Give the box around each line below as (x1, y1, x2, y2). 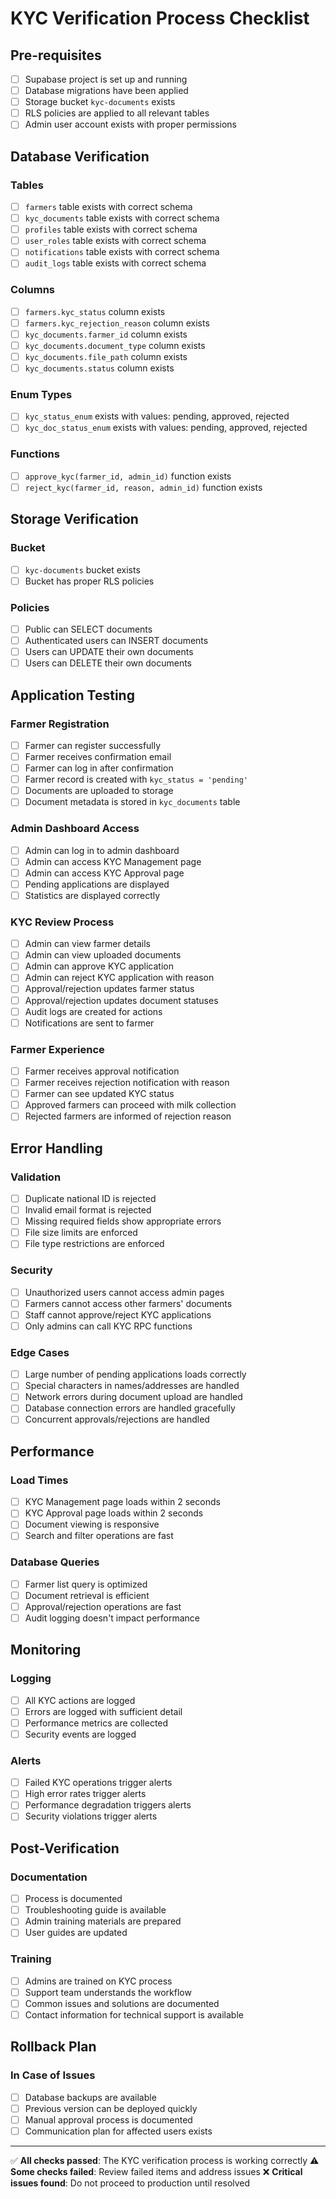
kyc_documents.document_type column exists (24, 339, 206, 351)
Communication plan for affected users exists (24, 2125, 213, 2137)
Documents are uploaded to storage (24, 785, 174, 797)
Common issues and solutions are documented (24, 1997, 220, 2009)
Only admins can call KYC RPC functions (24, 1320, 193, 1332)
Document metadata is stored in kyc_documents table (24, 796, 241, 808)
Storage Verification (10, 511, 139, 528)
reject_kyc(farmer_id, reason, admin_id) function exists (24, 481, 263, 493)
